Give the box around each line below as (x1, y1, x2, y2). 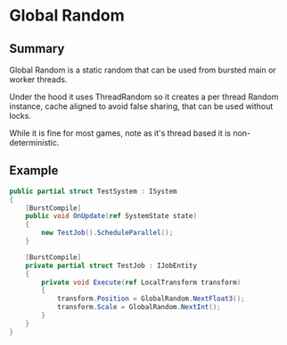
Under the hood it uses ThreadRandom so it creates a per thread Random (9, 91, 279, 102)
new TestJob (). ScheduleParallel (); (41, 229, 174, 238)
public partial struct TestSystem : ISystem (9, 187, 177, 196)
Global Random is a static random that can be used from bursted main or (9, 64, 276, 75)
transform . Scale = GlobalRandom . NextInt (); (56, 303, 221, 312)
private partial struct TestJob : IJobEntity (25, 261, 198, 270)
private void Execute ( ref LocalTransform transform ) (41, 278, 242, 287)
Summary (9, 41, 65, 56)
